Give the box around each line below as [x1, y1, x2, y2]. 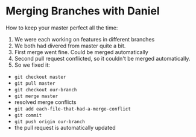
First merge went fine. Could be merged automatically [14, 48, 148, 55]
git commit [14, 112, 42, 118]
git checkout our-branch [14, 87, 77, 93]
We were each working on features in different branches [14, 35, 155, 43]
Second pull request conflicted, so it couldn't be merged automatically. [14, 55, 191, 62]
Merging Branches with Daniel [5, 4, 160, 18]
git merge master [14, 93, 58, 99]
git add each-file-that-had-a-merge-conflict [14, 106, 131, 112]
